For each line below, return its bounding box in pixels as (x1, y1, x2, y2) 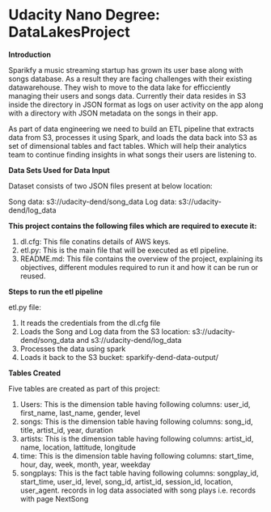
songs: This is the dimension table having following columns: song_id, (19, 417, 253, 426)
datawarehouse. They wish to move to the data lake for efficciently (8, 83, 231, 92)
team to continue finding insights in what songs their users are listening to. (8, 150, 257, 159)
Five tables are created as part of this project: (8, 383, 160, 393)
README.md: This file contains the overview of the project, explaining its (19, 253, 263, 264)
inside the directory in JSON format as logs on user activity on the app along (8, 99, 264, 109)
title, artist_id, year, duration (19, 425, 113, 434)
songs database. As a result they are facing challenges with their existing (8, 74, 252, 83)
